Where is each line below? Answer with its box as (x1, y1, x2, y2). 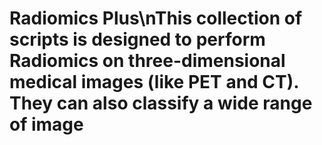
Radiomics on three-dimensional (9, 50, 286, 72)
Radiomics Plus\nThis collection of (9, 7, 303, 30)
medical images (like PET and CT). (9, 71, 299, 94)
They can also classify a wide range (9, 92, 313, 115)
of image (9, 113, 84, 136)
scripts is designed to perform (9, 28, 266, 51)
